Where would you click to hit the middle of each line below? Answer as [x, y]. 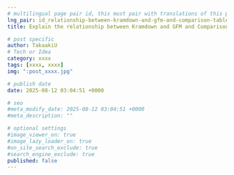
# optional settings [37, 128]
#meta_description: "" [40, 116]
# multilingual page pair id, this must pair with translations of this [115, 14]
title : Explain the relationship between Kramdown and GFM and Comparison [118, 26]
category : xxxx [29, 59]
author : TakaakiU [32, 46]
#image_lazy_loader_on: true [49, 141]
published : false [32, 160]
